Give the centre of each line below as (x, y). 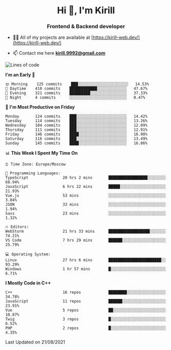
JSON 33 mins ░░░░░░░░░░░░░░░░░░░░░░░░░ (86, 205)
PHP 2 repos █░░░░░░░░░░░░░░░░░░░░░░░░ (86, 328)
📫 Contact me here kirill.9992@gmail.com (59, 53)
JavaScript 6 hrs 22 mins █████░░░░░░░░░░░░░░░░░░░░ (86, 187)
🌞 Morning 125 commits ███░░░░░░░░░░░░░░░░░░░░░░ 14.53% (77, 84)
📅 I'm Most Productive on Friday (40, 107)
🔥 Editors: (17, 227)
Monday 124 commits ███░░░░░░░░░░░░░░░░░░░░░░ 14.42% (76, 116)
